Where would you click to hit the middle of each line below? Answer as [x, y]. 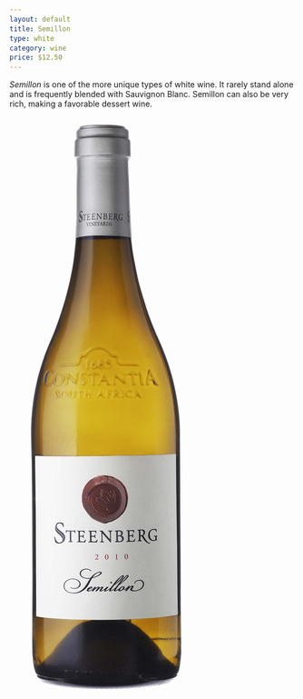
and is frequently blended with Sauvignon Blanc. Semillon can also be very [149, 95]
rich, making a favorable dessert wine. [81, 104]
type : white [32, 38]
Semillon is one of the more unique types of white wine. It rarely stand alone [151, 85]
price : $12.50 [36, 58]
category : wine [38, 48]
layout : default [40, 19]
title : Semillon [40, 29]
